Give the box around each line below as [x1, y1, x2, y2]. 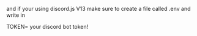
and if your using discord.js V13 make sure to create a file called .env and [6, 5, 191, 12]
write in [6, 11, 26, 19]
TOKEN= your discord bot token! [6, 23, 89, 30]
